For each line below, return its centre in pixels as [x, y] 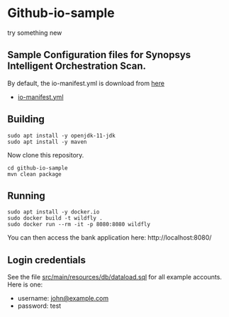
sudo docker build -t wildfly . [55, 218]
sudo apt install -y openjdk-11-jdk [61, 135]
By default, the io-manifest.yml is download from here [86, 83]
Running [27, 195]
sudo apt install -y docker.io [54, 212]
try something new [35, 33]
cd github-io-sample [38, 168]
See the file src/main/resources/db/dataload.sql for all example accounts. [114, 277]
